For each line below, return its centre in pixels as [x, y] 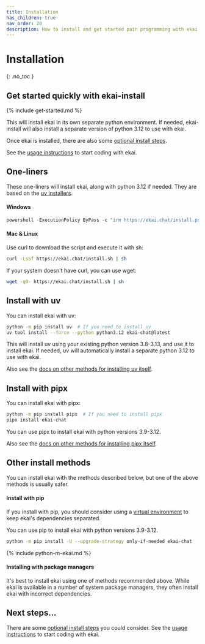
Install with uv [34, 301]
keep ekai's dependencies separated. [53, 518]
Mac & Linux [22, 234]
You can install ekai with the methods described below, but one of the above [102, 477]
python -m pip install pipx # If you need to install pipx [85, 414]
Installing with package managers [50, 567]
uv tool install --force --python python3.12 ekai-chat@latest [88, 332]
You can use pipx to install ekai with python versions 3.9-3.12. [84, 431]
